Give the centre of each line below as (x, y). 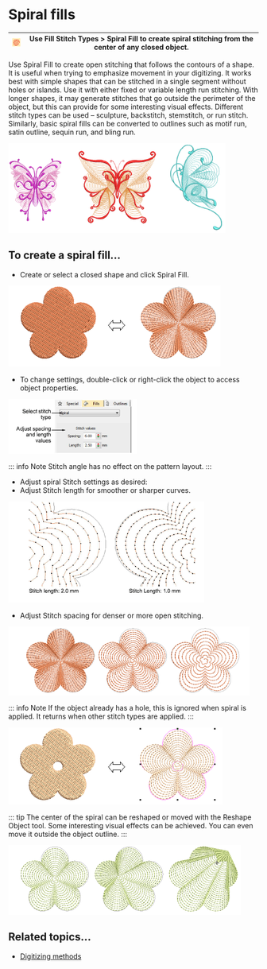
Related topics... (50, 937)
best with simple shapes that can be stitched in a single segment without (127, 81)
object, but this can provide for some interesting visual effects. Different (126, 107)
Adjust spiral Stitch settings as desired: (83, 482)
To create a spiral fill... (65, 256)
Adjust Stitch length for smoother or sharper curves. (105, 490)
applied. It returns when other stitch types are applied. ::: (101, 716)
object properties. (49, 388)
